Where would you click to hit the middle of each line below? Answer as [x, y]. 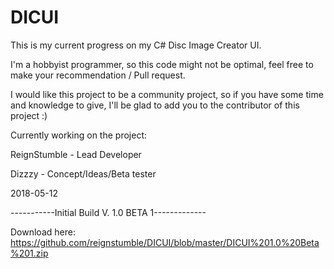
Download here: [43, 232]
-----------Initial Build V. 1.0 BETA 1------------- [108, 212]
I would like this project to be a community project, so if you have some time [167, 94]
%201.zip [29, 253]
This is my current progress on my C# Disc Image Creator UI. [136, 45]
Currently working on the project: [78, 135]
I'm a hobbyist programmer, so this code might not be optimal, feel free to [162, 64]
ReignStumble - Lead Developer [76, 154]
